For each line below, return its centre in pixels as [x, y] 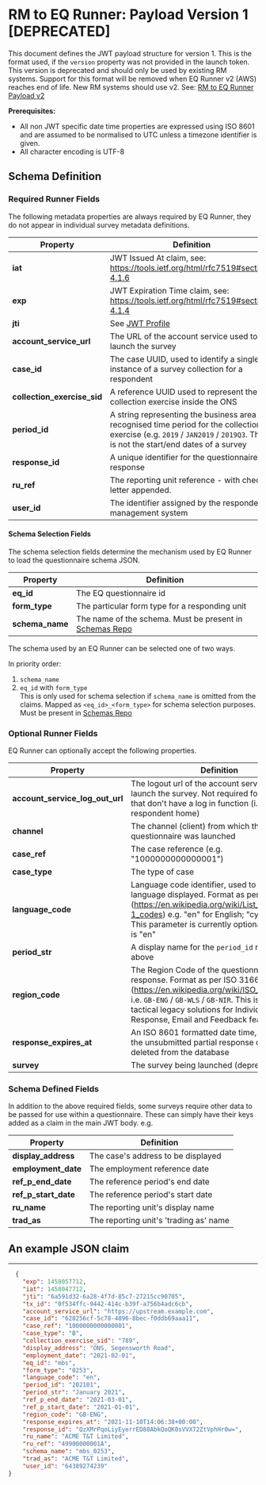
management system [149, 512]
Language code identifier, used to [193, 884]
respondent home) [165, 813]
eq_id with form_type [53, 687]
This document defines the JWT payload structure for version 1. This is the [130, 53]
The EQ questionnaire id [121, 593]
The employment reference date [149, 1169]
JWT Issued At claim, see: [158, 258]
